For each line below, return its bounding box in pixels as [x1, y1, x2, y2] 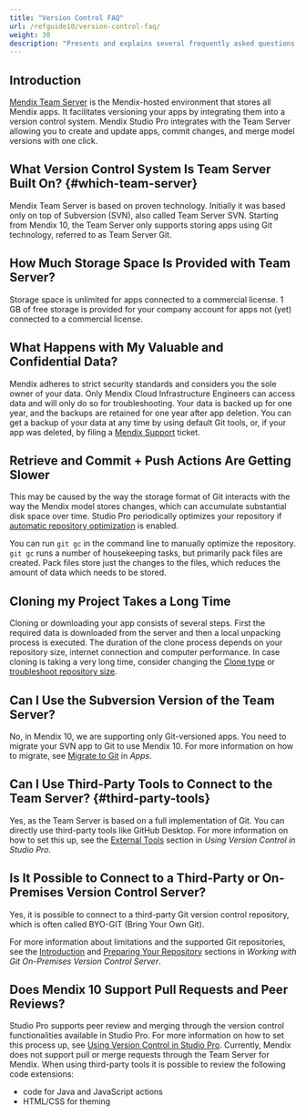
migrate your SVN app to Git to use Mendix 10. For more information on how [9, 740, 294, 752]
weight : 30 [9, 30, 51, 39]
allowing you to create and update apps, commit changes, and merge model [9, 126, 295, 137]
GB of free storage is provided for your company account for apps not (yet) [9, 303, 292, 314]
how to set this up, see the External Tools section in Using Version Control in [9, 834, 296, 845]
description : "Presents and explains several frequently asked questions [9, 38, 296, 48]
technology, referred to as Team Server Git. [9, 229, 172, 240]
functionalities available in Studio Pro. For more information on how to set [9, 1030, 285, 1041]
